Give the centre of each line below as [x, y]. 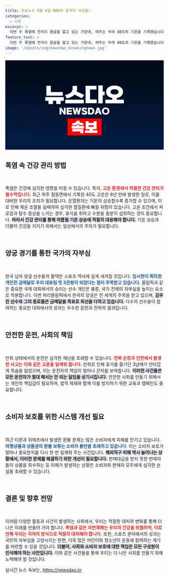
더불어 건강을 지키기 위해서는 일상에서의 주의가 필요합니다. [62, 226]
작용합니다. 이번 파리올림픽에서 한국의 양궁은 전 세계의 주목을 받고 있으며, [82, 295]
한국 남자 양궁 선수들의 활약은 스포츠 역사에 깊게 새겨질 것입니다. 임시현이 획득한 [83, 276]
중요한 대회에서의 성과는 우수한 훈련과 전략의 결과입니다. [74, 308]
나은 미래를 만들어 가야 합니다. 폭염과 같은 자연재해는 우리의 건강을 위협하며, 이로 [84, 527]
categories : [18, 16]
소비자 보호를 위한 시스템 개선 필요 [55, 417]
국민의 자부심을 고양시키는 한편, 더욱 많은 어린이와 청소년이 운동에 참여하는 [78, 540]
